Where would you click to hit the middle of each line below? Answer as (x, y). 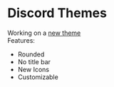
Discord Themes (57, 13)
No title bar (34, 61)
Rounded (31, 54)
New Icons (33, 69)
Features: (21, 40)
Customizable (38, 77)
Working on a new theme (44, 33)
